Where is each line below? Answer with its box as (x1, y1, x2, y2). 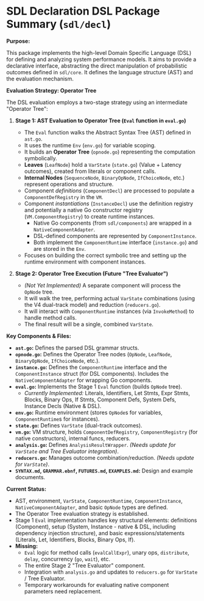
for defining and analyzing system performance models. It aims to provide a (6, 55, 197, 63)
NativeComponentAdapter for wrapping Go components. (15, 376, 152, 384)
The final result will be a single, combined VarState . (24, 320, 154, 328)
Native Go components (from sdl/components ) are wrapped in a (33, 219, 192, 227)
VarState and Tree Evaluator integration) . (15, 448, 119, 455)
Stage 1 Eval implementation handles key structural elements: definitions (15, 516, 197, 524)
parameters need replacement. (24, 588, 102, 595)
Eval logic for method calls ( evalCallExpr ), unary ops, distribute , (24, 549, 190, 556)
